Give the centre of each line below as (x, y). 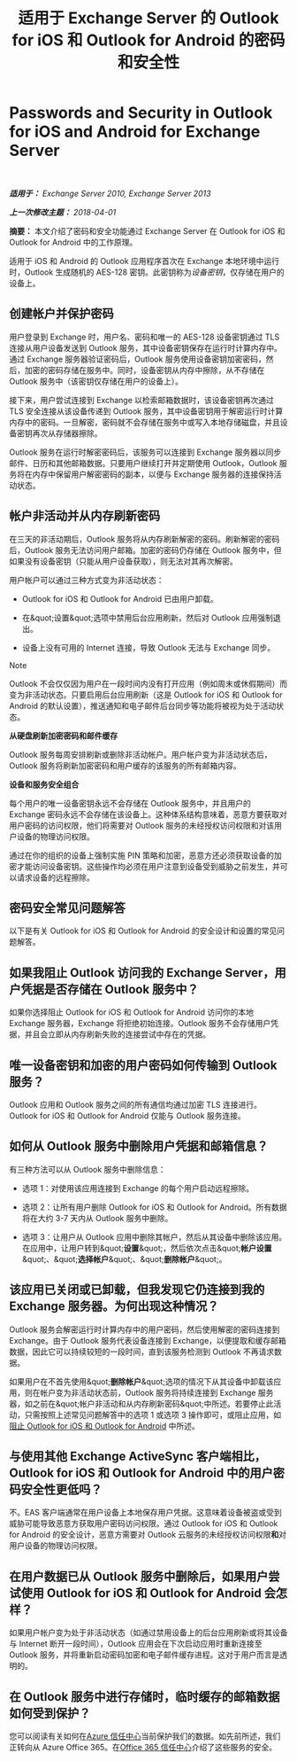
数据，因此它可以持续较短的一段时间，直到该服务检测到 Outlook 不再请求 (142, 1352)
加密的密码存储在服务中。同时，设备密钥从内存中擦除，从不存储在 (145, 370)
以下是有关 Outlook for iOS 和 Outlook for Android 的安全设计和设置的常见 (143, 931)
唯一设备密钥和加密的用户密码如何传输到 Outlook (143, 1065)
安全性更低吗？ (61, 1490)
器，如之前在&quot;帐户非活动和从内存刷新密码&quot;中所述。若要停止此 (141, 1403)
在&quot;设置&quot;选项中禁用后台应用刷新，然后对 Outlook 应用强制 (148, 618)
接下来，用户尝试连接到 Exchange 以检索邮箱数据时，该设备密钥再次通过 (141, 400)
